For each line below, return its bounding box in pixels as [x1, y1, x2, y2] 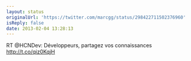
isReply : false [6, 20, 44, 26]
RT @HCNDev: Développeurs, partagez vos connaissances [6, 42, 153, 49]
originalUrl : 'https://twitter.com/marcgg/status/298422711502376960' [6, 14, 186, 20]
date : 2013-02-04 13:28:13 [6, 25, 74, 32]
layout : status [6, 8, 44, 15]
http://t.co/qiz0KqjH [6, 48, 55, 56]
